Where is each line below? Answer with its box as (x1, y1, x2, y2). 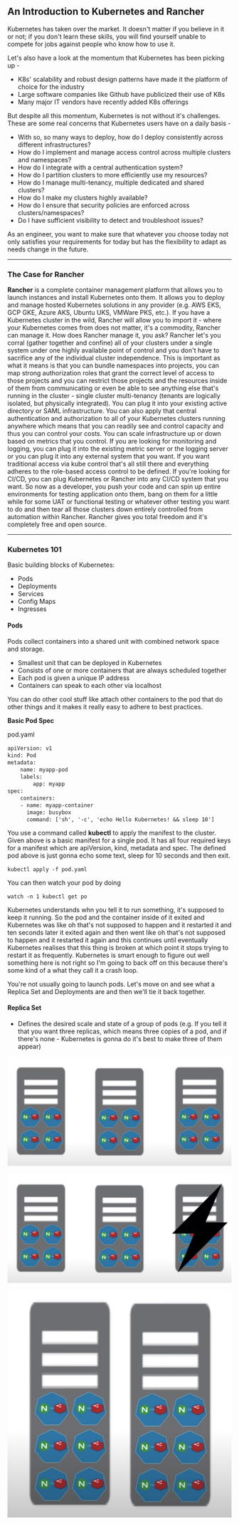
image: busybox (26, 808, 72, 816)
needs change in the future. (7, 245, 89, 254)
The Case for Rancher (7, 269, 85, 279)
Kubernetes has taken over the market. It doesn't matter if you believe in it (7, 24, 225, 33)
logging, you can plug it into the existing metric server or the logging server (7, 444, 229, 453)
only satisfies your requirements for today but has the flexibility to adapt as (7, 237, 227, 246)
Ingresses (17, 605, 47, 613)
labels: (20, 773, 43, 781)
